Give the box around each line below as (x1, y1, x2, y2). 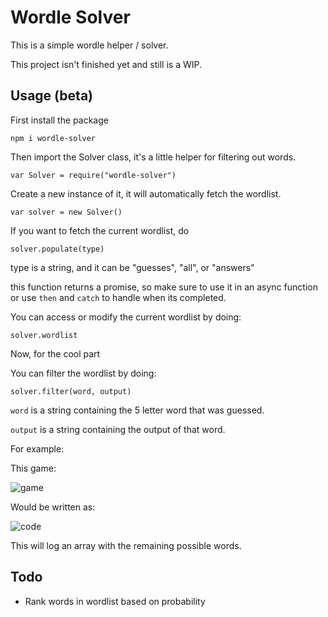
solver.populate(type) (10, 244, 105, 254)
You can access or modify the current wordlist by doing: (10, 311, 242, 323)
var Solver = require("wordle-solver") (10, 170, 177, 180)
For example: (10, 442, 65, 455)
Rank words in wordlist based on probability (24, 595, 206, 607)
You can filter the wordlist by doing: (10, 367, 157, 379)
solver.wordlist (10, 330, 78, 340)
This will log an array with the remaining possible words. (10, 539, 242, 551)
